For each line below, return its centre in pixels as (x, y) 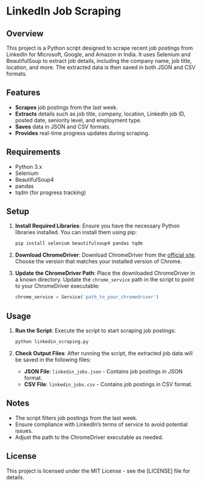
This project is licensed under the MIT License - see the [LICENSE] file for (98, 471)
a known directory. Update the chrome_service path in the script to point (105, 280)
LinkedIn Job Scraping (64, 11)
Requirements (33, 152)
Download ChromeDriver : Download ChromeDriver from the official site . (106, 255)
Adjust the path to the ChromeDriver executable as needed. (89, 437)
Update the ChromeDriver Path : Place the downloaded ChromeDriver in (105, 273)
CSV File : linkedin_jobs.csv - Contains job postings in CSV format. (108, 384)
